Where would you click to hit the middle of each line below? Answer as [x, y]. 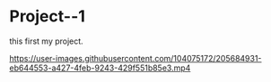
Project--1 [47, 16]
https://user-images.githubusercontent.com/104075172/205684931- [135, 58]
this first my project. [46, 41]
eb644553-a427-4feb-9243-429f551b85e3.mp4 [100, 68]
